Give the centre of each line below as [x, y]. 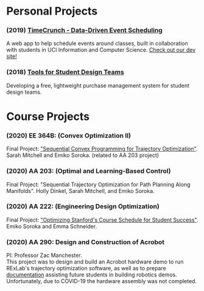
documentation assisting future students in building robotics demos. [92, 275]
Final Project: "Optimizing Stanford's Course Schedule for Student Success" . [102, 220]
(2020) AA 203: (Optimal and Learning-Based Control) [89, 171]
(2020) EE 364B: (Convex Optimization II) [69, 135]
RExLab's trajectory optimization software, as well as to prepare [86, 268]
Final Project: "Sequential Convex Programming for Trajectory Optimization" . [102, 149]
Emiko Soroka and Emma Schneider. [52, 226]
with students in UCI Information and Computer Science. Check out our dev [101, 50]
